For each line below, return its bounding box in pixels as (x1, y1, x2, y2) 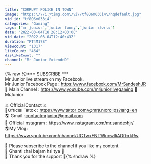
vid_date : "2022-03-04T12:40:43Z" (5, 35, 76, 40)
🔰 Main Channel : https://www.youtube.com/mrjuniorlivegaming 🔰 (5, 86, 138, 92)
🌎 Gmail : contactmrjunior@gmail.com (5, 113, 83, 119)
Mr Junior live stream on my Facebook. (5, 76, 84, 82)
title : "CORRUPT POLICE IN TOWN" (5, 7, 74, 12)
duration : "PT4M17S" (5, 39, 48, 44)
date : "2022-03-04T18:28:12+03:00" (5, 30, 78, 35)
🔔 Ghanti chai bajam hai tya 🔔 (5, 148, 65, 154)
